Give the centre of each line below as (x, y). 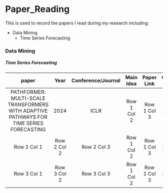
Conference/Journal (96, 80)
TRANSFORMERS (28, 104)
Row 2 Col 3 (96, 147)
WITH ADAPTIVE (28, 111)
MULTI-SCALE (28, 98)
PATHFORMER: (28, 92)
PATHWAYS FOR (28, 117)
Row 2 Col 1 (28, 147)
